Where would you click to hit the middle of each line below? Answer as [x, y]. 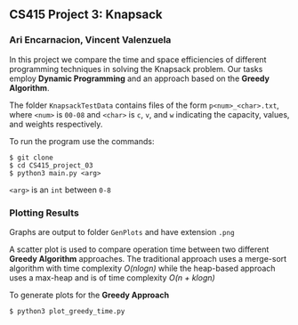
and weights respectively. [56, 124]
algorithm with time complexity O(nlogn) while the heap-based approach [142, 268]
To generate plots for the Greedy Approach [89, 295]
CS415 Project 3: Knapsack [86, 15]
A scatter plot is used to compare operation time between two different [139, 249]
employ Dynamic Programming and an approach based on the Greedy [139, 78]
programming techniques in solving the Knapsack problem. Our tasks [136, 69]
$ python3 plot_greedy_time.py [67, 311]
